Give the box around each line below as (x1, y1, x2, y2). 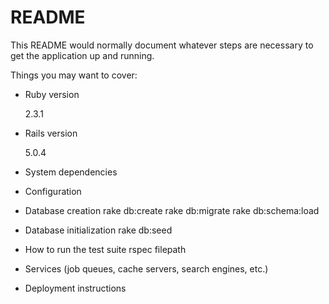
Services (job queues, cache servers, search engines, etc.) (24, 262, 269, 275)
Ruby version (24, 88, 80, 100)
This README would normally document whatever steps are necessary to (10, 39, 314, 51)
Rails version (24, 127, 78, 139)
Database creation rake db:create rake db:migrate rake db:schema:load (24, 204, 320, 216)
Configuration (24, 185, 82, 197)
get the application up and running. (10, 49, 155, 61)
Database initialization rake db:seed (24, 224, 173, 236)
